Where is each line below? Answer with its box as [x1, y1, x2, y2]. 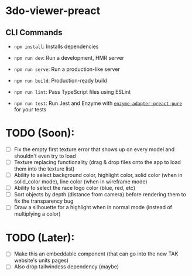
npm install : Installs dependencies [13, 43, 99, 50]
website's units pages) [13, 257, 68, 264]
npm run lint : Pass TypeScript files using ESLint [13, 88, 131, 95]
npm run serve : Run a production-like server [13, 66, 121, 73]
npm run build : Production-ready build [13, 77, 107, 84]
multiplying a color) [13, 210, 61, 217]
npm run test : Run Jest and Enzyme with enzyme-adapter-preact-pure [13, 100, 183, 107]
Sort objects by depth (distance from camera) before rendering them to [13, 191, 187, 198]
